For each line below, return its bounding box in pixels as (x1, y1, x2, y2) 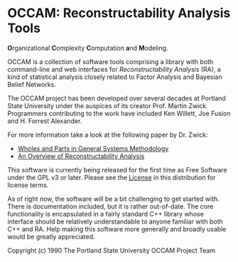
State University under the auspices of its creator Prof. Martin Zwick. (7, 101, 208, 110)
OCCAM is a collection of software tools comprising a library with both (7, 57, 214, 65)
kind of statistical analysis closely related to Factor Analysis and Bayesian (7, 73, 222, 81)
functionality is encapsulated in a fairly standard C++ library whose (7, 209, 205, 218)
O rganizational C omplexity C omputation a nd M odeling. (7, 43, 168, 52)
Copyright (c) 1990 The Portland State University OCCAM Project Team (7, 246, 215, 254)
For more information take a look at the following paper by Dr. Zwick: (7, 130, 208, 139)
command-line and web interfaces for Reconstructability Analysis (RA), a (7, 65, 222, 73)
